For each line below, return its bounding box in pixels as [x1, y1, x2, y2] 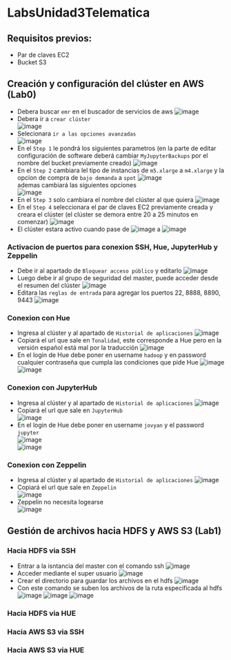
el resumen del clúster [17, 282, 81, 290]
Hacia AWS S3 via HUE [7, 645, 85, 655]
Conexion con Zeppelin [7, 460, 87, 470]
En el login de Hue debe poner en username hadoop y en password [17, 351, 207, 359]
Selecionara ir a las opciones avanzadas [17, 129, 137, 138]
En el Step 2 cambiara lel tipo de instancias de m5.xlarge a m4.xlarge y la [17, 166, 225, 174]
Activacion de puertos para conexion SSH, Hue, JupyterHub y [7, 242, 219, 252]
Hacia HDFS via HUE [7, 608, 77, 618]
